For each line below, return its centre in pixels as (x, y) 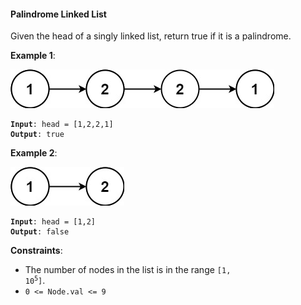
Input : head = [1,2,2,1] (62, 125)
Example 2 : (34, 153)
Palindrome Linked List (58, 14)
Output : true (37, 135)
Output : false (40, 232)
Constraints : (36, 251)
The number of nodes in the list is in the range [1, (128, 270)
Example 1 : (33, 56)
